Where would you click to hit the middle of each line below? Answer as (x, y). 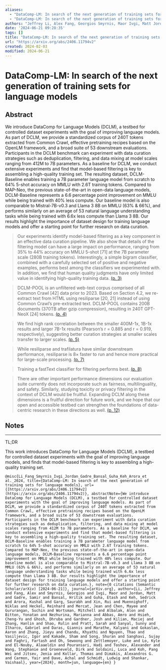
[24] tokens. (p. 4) (48, 314)
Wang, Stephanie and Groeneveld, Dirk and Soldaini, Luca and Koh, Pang (82, 650)
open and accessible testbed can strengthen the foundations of (82, 405)
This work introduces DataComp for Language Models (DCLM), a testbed (80, 452)
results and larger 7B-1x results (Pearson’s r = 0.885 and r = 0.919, (84, 329)
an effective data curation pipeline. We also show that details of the (86, 241)
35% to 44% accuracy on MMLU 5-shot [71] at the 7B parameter (83, 252)
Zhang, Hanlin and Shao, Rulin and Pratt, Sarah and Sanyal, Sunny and (80, 624)
